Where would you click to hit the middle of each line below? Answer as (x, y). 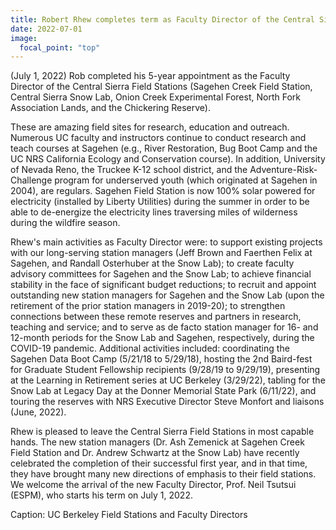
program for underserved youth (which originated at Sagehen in (186, 180)
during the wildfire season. (65, 223)
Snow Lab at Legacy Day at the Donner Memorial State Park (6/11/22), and (163, 391)
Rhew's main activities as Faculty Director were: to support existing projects (166, 242)
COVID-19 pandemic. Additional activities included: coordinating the (150, 348)
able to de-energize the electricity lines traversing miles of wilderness (154, 212)
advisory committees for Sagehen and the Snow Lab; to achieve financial (161, 274)
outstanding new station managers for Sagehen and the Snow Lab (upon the (167, 295)
